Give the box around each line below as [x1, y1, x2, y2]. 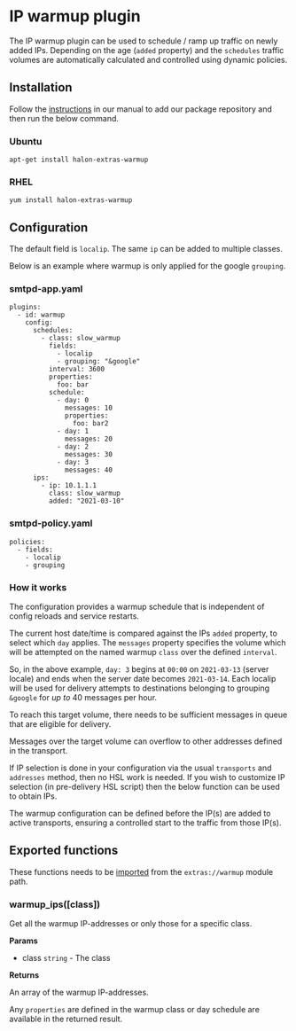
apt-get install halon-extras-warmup [9, 155, 149, 165]
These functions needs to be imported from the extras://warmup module [9, 866, 274, 877]
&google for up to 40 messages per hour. [9, 692, 158, 703]
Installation [9, 80, 73, 95]
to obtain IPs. [9, 791, 58, 801]
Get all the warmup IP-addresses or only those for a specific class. [9, 918, 253, 929]
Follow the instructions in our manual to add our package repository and [9, 104, 273, 114]
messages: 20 [65, 434, 113, 444]
